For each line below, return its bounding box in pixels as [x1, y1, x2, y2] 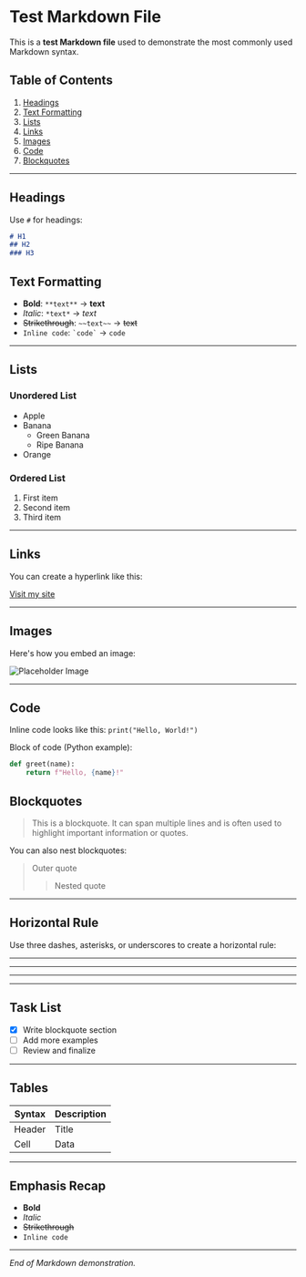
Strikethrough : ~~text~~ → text [22, 317, 138, 328]
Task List [9, 1000, 62, 1015]
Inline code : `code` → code [22, 327, 126, 338]
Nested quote [54, 880, 107, 891]
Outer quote [31, 862, 77, 873]
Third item [22, 511, 62, 522]
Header [14, 1123, 46, 1136]
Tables [9, 1080, 48, 1096]
